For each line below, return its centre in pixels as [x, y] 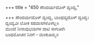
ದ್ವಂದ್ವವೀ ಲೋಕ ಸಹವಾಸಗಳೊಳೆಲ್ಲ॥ [32, 23]
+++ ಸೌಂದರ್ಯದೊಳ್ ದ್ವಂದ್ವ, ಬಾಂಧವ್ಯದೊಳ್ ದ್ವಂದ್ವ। [47, 17]
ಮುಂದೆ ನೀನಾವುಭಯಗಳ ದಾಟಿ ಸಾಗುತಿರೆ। [36, 29]
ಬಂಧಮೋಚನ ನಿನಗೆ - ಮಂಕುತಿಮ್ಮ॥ [32, 34]
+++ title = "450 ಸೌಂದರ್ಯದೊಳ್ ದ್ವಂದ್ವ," [42, 7]
